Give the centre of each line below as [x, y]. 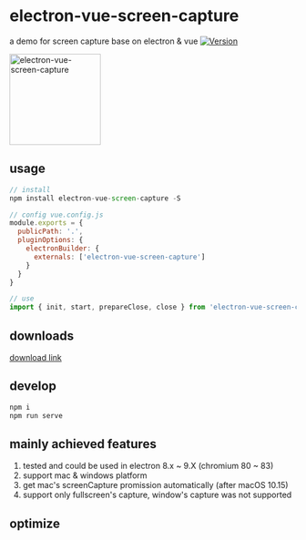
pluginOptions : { [51, 240]
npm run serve [36, 415]
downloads [42, 336]
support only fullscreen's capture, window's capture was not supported [157, 495]
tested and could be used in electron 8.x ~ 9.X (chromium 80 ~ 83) [148, 466]
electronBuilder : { [63, 249]
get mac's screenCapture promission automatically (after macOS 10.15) [155, 485]
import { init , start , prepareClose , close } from [107, 307]
